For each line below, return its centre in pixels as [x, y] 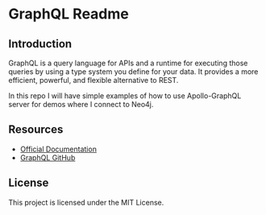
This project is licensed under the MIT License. [86, 202]
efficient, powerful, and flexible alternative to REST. [94, 80]
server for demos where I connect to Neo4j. [81, 104]
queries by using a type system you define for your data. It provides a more [133, 72]
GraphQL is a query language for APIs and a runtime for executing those [128, 63]
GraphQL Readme [69, 14]
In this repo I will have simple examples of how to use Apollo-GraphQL [125, 96]
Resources [36, 130]
